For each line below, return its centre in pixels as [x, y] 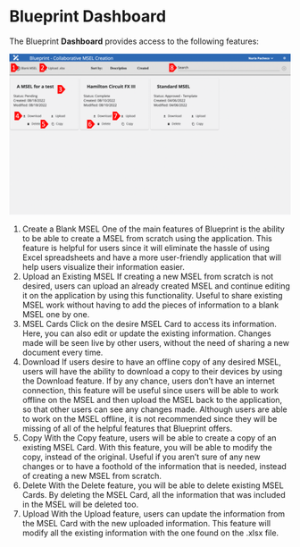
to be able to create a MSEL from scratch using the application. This [147, 238]
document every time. [62, 352]
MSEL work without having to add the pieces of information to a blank [150, 305]
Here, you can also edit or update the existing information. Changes [146, 333]
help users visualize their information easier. [103, 266]
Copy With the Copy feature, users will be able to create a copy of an [149, 438]
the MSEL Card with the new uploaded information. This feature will [146, 523]
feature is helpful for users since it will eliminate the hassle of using [146, 248]
